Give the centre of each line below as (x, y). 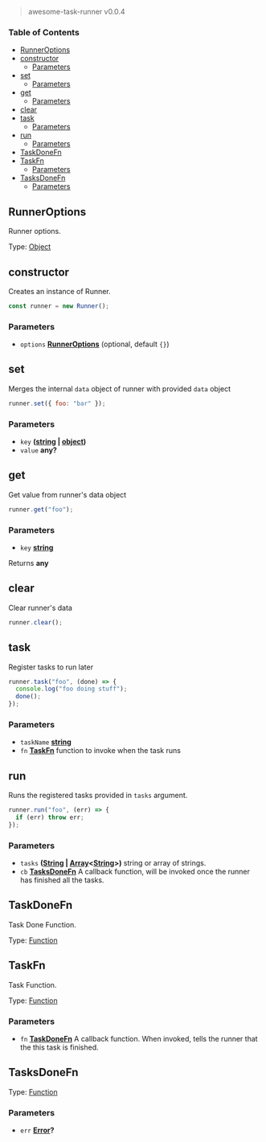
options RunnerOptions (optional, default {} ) (95, 344)
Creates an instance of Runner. (59, 291)
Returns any (29, 563)
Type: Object (30, 247)
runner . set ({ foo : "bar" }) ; (57, 403)
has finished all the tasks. (62, 880)
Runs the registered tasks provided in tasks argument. (98, 796)
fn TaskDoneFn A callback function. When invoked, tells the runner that (139, 1039)
